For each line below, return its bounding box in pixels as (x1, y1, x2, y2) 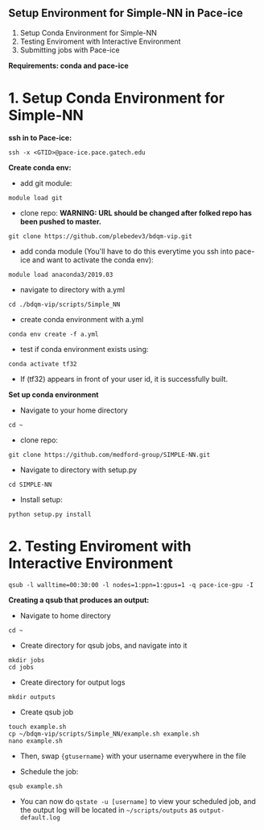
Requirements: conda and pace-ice (8, 61, 129, 70)
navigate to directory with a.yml (19, 284, 126, 294)
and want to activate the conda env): (31, 254, 155, 265)
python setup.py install (8, 510, 92, 518)
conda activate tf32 (8, 359, 78, 368)
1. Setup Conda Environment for (8, 89, 225, 107)
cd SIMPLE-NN (8, 480, 52, 488)
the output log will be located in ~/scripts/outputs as (19, 805, 198, 815)
